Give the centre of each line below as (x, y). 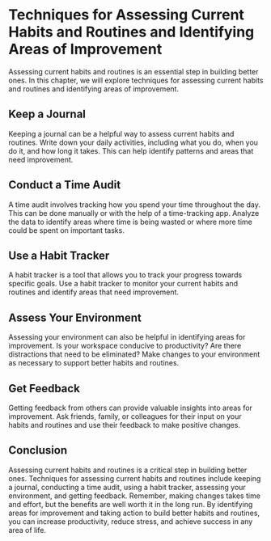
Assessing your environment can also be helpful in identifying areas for (127, 337)
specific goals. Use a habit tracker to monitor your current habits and (123, 284)
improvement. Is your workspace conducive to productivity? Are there (125, 346)
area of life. (28, 530)
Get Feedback (44, 389)
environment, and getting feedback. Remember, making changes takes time (135, 496)
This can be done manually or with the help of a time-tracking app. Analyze (134, 213)
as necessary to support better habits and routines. (94, 363)
